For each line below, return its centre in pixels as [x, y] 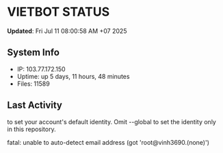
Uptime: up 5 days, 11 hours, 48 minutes [73, 76]
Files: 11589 [33, 84]
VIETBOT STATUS [58, 12]
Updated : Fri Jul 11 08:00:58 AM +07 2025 [67, 31]
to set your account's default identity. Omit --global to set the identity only [112, 121]
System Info [34, 52]
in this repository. [31, 129]
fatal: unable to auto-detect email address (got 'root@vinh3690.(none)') [108, 142]
